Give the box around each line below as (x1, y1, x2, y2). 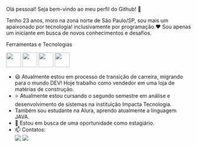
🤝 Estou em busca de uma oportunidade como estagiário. (14, 119, 155, 126)
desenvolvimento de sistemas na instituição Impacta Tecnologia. (14, 101, 172, 108)
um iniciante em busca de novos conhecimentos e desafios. (6, 29, 152, 36)
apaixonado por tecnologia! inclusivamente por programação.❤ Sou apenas (6, 24, 192, 30)
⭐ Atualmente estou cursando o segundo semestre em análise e (14, 92, 170, 99)
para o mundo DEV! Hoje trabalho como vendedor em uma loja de (14, 79, 175, 86)
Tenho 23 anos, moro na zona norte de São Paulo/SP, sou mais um (6, 17, 169, 24)
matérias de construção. (14, 86, 74, 92)
